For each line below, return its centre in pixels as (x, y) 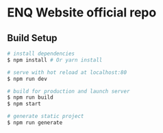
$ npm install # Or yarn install (55, 60)
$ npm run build (30, 97)
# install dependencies (41, 53)
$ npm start (24, 104)
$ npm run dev (27, 79)
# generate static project (46, 117)
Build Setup (32, 38)
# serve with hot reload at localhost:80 (67, 72)
